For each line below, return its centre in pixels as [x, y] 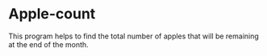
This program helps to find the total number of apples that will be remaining [134, 36]
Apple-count [52, 14]
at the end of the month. [48, 44]
